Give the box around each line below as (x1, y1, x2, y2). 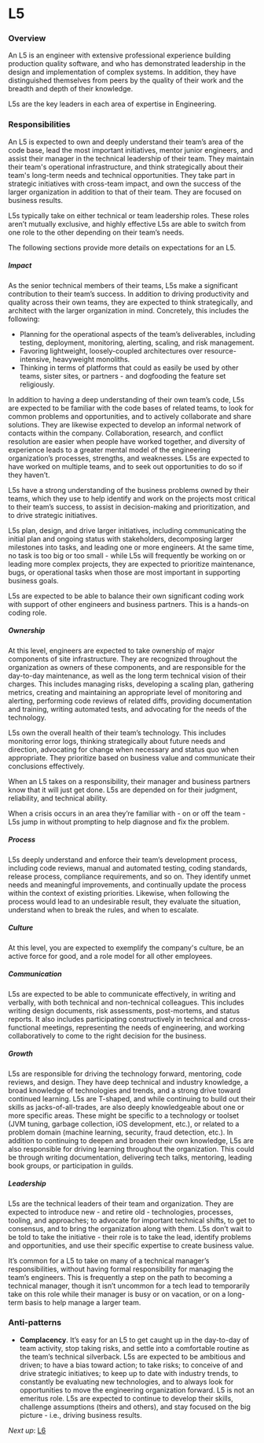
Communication (8, 969, 63, 979)
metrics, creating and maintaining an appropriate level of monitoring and (8, 687, 242, 697)
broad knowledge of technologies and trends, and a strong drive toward (8, 1086, 241, 1095)
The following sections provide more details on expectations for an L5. (8, 242, 236, 252)
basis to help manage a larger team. (24, 1297, 141, 1307)
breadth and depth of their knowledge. (8, 84, 134, 94)
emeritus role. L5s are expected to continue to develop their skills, (19, 1393, 233, 1403)
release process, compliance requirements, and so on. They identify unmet (8, 871, 251, 881)
